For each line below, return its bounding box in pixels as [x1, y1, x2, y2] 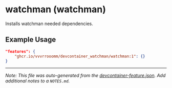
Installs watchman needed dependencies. [5, 20, 93, 27]
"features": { [5, 49, 36, 54]
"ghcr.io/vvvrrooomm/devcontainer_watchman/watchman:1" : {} [14, 54, 145, 59]
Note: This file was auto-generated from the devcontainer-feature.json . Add [5, 73, 166, 79]
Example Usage [5, 35, 56, 44]
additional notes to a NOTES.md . [5, 78, 70, 84]
